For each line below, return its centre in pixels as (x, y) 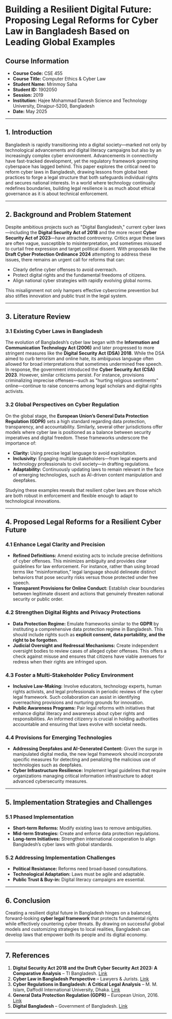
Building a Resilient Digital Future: (79, 9)
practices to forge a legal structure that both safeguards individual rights (82, 177)
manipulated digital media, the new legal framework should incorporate (88, 754)
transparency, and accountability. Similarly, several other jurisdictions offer (84, 427)
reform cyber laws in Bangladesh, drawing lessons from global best (77, 172)
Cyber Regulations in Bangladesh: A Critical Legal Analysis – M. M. (85, 984)
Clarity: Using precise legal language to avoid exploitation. (74, 453)
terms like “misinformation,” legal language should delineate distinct (84, 572)
